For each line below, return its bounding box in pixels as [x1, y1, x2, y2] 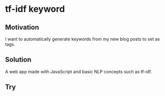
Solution [5, 56, 32, 64]
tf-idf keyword [5, 3, 65, 15]
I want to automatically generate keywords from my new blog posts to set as [5, 36, 160, 42]
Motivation [5, 23, 39, 32]
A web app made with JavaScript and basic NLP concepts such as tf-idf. [5, 68, 152, 74]
